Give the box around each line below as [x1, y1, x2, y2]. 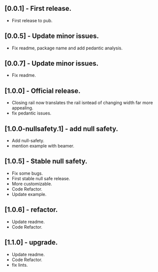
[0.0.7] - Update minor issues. [4, 59, 99, 68]
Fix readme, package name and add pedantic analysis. [11, 45, 123, 51]
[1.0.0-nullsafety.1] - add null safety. [4, 124, 119, 133]
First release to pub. [11, 17, 53, 23]
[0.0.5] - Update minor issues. [4, 32, 99, 40]
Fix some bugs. [11, 170, 43, 176]
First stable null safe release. [11, 175, 70, 181]
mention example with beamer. [11, 143, 74, 149]
